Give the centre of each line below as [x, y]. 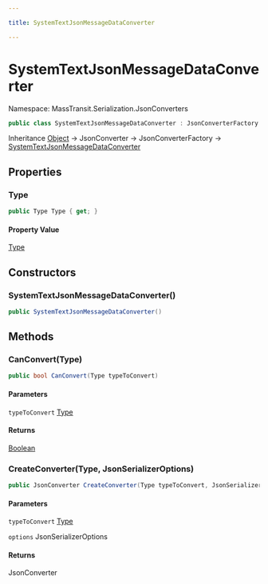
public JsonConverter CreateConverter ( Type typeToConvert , [108, 486]
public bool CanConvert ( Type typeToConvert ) [83, 376]
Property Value [34, 230]
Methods [31, 337]
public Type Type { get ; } [53, 212]
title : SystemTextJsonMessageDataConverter [82, 22]
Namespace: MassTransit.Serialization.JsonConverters [99, 108]
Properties [35, 172]
